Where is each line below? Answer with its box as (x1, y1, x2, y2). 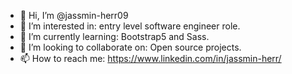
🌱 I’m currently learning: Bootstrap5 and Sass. (19, 31, 210, 42)
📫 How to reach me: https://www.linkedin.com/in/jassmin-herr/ (19, 53, 282, 64)
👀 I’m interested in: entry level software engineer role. (19, 20, 241, 32)
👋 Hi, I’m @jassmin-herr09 (19, 10, 129, 21)
